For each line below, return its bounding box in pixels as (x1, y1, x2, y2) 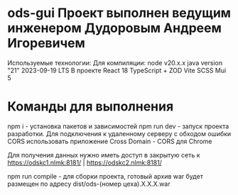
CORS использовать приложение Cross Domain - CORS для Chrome (7, 137, 212, 145)
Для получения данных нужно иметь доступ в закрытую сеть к (7, 150, 200, 159)
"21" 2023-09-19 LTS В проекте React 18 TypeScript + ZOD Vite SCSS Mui (7, 66, 227, 74)
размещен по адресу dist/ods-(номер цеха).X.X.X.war (7, 179, 171, 188)
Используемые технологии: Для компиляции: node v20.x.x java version (7, 58, 222, 67)
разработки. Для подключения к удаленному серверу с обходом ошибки (7, 129, 232, 138)
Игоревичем (7, 35, 85, 51)
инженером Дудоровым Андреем (7, 20, 222, 36)
